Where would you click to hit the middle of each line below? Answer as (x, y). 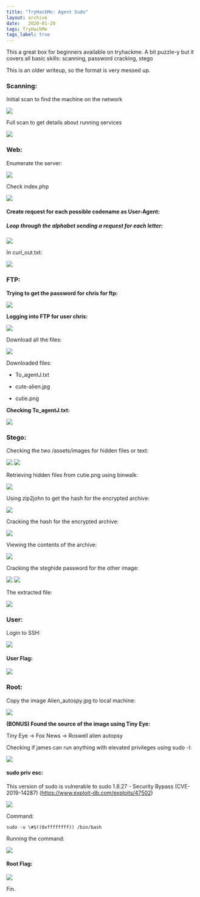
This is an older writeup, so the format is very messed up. (78, 70)
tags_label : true (28, 35)
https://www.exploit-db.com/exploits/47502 (96, 793)
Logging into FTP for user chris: (47, 316)
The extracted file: (29, 592)
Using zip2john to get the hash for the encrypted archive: (78, 498)
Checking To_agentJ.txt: (38, 410)
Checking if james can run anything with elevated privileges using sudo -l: (99, 747)
